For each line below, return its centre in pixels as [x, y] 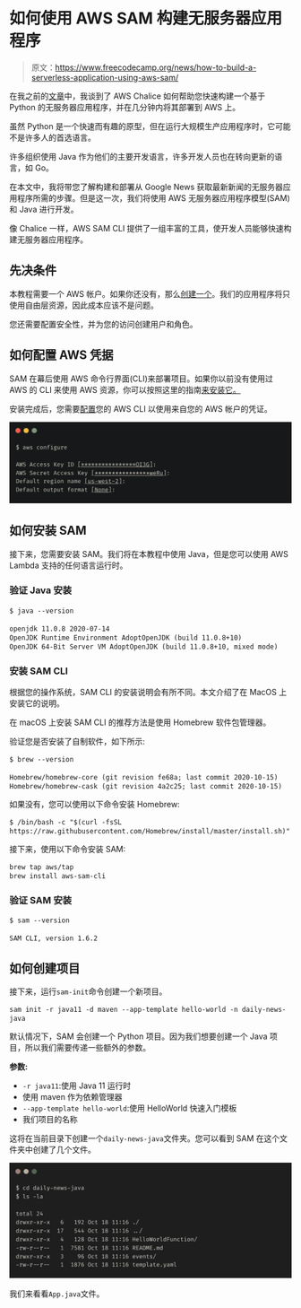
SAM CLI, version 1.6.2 [54, 938]
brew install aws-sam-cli [57, 876]
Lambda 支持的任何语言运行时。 [69, 565]
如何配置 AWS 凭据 [61, 355]
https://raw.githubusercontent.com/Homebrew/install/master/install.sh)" [150, 832]
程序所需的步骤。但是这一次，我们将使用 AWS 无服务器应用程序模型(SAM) [154, 197]
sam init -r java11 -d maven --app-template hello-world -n [124, 1010]
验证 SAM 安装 [41, 901]
